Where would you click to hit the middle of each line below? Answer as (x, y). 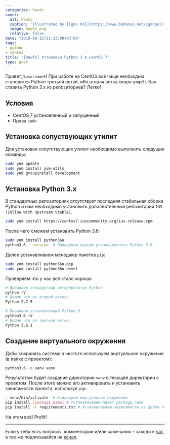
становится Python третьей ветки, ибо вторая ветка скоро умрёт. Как (81, 82)
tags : (11, 43)
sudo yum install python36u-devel (42, 269)
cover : (12, 15)
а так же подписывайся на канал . (41, 437)
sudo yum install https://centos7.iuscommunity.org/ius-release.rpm (79, 221)
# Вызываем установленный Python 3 (43, 311)
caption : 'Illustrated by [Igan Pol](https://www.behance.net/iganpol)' (88, 24)
